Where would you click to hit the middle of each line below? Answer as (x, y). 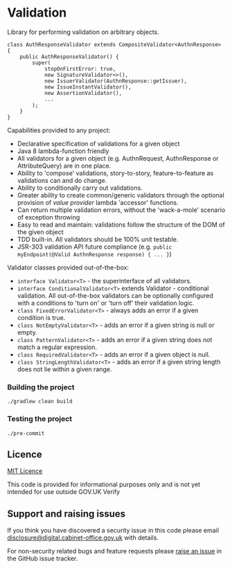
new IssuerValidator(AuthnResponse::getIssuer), (116, 81)
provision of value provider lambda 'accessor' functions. (98, 202)
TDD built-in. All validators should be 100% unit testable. (98, 239)
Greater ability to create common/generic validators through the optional (121, 195)
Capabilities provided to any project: (59, 130)
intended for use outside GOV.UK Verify (64, 492)
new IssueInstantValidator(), (88, 87)
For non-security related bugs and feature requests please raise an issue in (115, 551)
